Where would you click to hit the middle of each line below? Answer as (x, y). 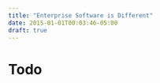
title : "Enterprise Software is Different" (81, 15)
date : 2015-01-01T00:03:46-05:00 (63, 23)
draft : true (28, 30)
